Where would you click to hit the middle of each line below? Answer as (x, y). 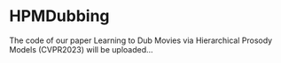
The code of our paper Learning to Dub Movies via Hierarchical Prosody (141, 40)
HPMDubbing (59, 16)
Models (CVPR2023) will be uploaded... (81, 49)
